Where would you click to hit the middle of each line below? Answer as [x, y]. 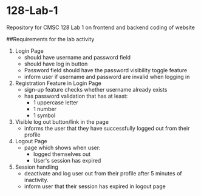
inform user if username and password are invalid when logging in [107, 76]
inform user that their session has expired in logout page [95, 186]
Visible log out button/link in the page [62, 121]
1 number [45, 109]
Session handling [37, 167]
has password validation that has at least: [76, 96]
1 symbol [44, 115]
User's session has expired [67, 160]
